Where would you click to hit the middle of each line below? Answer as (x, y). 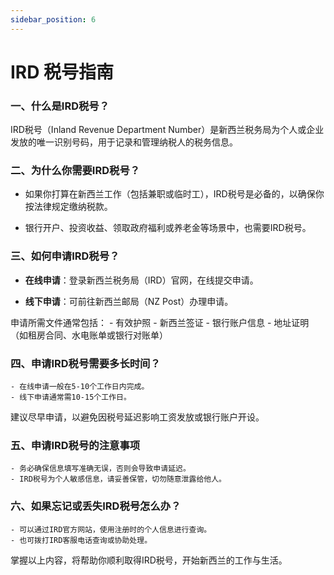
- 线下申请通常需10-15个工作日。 (71, 397)
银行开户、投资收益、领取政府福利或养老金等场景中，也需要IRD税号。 (168, 228)
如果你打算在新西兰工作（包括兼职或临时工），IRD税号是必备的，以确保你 (174, 194)
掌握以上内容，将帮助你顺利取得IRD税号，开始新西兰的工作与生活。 (149, 560)
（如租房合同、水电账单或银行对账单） (89, 335)
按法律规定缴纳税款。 (68, 207)
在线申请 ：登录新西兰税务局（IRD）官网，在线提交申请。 (141, 280)
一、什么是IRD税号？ (60, 106)
